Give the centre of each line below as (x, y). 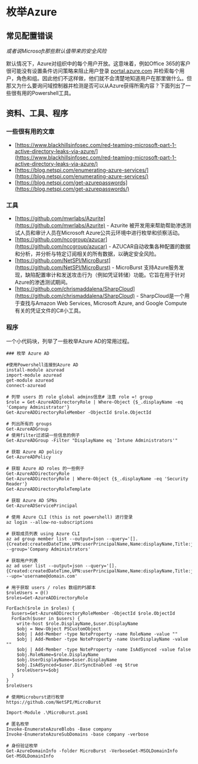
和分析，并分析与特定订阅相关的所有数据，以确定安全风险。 (87, 254)
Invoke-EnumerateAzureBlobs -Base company (59, 729)
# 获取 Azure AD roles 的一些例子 (45, 469)
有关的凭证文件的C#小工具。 (49, 310)
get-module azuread (30, 381)
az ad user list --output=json (44, 566)
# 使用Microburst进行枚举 (35, 697)
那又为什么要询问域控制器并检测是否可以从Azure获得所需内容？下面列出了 (96, 86)
